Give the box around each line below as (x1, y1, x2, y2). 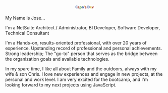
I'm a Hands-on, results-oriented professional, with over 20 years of (5, 39, 147, 45)
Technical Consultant (5, 30, 49, 36)
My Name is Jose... (5, 15, 45, 21)
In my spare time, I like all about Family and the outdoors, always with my (5, 66, 157, 72)
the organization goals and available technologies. (5, 56, 109, 62)
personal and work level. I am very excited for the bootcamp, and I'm (5, 76, 148, 82)
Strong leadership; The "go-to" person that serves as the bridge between (5, 51, 158, 57)
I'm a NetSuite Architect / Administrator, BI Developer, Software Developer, (5, 24, 160, 30)
